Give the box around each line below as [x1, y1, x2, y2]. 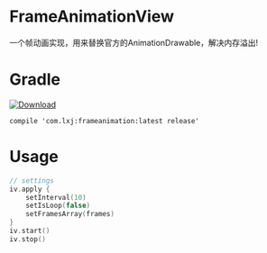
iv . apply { [9, 185, 51, 194]
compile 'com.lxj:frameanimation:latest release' [9, 116, 200, 125]
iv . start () [9, 227, 51, 236]
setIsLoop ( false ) [25, 201, 91, 211]
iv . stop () [9, 234, 47, 244]
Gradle [9, 69, 61, 90]
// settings [9, 176, 54, 185]
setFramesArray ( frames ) [25, 210, 115, 219]
